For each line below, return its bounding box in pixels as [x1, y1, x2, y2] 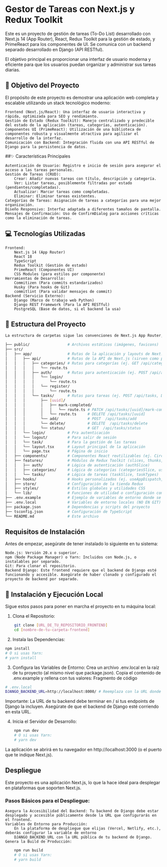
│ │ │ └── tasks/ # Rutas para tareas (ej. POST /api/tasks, [5, 393, 159, 398]
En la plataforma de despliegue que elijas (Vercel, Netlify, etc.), [14, 826, 162, 831]
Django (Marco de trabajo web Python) [14, 298, 94, 303]
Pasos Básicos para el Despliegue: [5, 797, 90, 804]
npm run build [14, 848, 43, 853]
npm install [5, 646, 30, 651]
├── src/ [5, 347, 23, 352]
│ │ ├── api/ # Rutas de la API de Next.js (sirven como [5, 356, 159, 361]
